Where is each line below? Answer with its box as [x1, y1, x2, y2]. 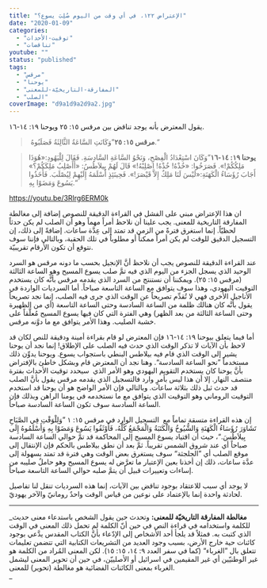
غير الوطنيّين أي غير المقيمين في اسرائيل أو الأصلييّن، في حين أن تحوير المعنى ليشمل [9, 555, 258, 564]
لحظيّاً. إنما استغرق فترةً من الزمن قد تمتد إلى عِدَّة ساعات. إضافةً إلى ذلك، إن [9, 225, 236, 235]
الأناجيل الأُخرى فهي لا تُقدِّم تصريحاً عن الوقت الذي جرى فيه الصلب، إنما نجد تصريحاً [9, 291, 253, 302]
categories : [9, 26, 48, 34]
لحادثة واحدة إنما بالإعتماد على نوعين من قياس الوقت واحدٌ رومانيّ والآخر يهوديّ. [9, 490, 242, 499]
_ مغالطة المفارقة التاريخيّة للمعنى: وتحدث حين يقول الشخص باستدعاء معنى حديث [9, 513, 248, 522]
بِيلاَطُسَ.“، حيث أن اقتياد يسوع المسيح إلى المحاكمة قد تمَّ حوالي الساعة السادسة [9, 432, 246, 441]
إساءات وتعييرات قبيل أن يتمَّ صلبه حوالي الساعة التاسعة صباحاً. [9, 466, 193, 475]
